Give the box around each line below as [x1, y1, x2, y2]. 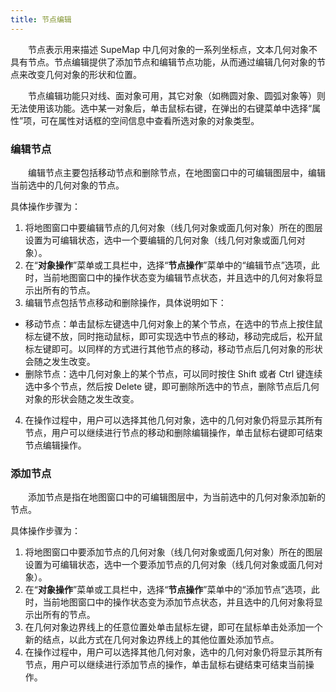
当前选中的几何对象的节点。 [10, 179, 125, 191]
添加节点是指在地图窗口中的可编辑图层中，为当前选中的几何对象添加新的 [27, 491, 326, 503]
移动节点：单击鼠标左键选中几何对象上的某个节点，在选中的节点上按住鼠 [24, 317, 323, 330]
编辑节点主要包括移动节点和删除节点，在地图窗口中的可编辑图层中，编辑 [27, 166, 326, 178]
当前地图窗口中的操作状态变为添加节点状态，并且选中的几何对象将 [42, 596, 315, 608]
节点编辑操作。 [24, 439, 87, 451]
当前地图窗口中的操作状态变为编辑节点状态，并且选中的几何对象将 [42, 271, 315, 283]
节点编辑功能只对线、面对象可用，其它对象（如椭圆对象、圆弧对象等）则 [27, 89, 326, 101]
